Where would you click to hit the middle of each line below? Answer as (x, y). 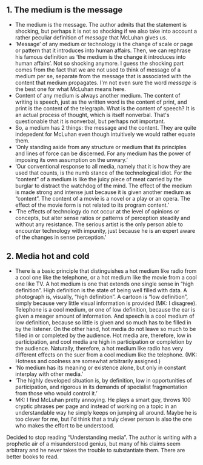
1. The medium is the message (65, 10)
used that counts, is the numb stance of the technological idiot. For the (103, 173)
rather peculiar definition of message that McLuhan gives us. (91, 37)
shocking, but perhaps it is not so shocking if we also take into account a (106, 31)
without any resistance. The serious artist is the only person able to (99, 224)
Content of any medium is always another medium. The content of (98, 95)
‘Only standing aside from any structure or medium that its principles (101, 147)
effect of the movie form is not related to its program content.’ (92, 205)
